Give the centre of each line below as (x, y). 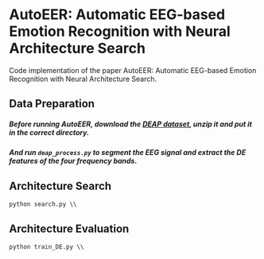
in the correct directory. (49, 132)
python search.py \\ (43, 204)
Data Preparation (52, 104)
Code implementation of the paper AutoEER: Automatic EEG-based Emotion (133, 70)
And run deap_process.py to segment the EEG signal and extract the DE (128, 153)
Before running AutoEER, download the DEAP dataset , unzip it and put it (131, 124)
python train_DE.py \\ (47, 247)
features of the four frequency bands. (73, 161)
